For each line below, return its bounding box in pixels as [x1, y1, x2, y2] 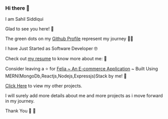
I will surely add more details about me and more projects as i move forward [5, 93, 163, 99]
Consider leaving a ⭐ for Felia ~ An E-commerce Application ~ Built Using [5, 66, 158, 72]
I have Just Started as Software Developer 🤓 [5, 46, 98, 52]
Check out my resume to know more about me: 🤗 [5, 56, 107, 62]
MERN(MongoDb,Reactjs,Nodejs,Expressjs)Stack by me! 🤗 [5, 73, 127, 79]
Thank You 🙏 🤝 [5, 108, 36, 114]
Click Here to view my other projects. [5, 83, 82, 89]
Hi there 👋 [5, 5, 30, 12]
